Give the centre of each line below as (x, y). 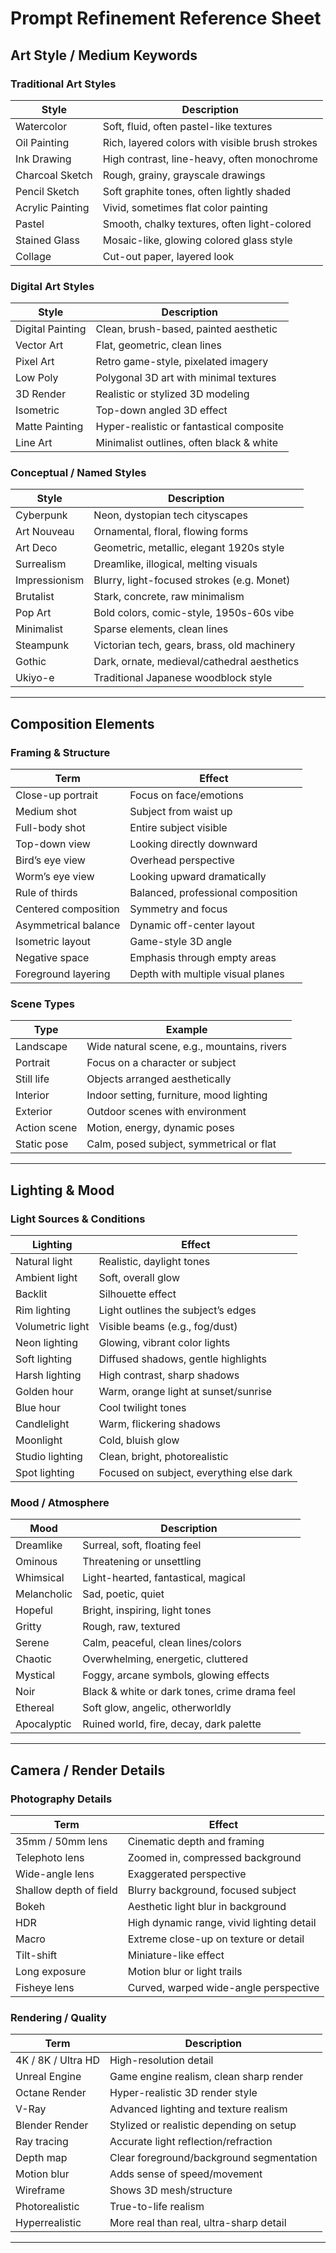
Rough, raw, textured (131, 1627)
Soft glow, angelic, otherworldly (157, 1708)
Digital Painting (51, 329)
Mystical (35, 1675)
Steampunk (42, 645)
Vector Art (39, 345)
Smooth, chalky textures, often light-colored (207, 224)
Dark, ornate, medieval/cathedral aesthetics (196, 662)
